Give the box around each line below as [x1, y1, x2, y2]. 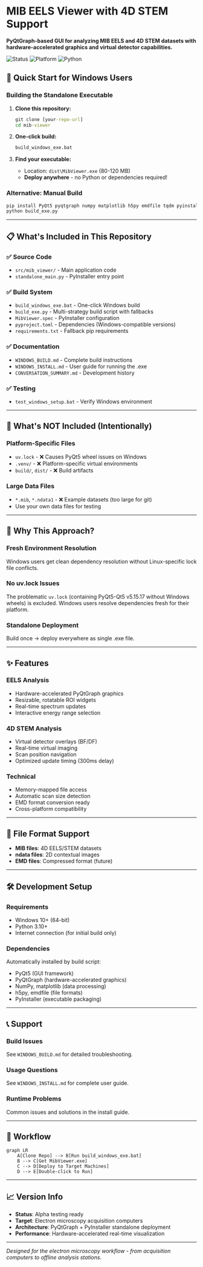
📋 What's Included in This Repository [6, 231, 152, 241]
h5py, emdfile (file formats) [14, 989, 83, 997]
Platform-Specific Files [6, 439, 76, 448]
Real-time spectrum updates [14, 702, 86, 710]
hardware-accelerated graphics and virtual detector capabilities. [6, 44, 173, 51]
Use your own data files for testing [14, 502, 101, 509]
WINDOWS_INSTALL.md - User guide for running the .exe [14, 362, 147, 370]
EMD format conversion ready [14, 799, 90, 806]
